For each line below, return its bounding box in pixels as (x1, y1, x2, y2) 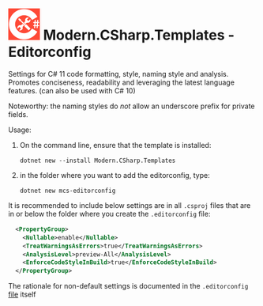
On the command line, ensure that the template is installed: (19, 140, 212, 149)
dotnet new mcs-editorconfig (19, 187, 116, 195)
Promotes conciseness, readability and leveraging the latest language (8, 77, 235, 87)
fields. (8, 109, 29, 119)
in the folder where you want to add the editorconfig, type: (19, 170, 211, 179)
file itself (8, 289, 37, 300)
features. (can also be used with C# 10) (8, 85, 136, 95)
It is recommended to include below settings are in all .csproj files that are (8, 200, 251, 210)
